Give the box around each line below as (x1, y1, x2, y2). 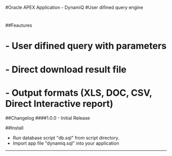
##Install (5, 125, 24, 131)
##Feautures (5, 23, 32, 29)
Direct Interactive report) (5, 98, 114, 109)
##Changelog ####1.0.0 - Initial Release (5, 115, 91, 121)
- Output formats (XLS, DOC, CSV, (5, 87, 153, 99)
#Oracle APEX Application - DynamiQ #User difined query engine (5, 5, 143, 10)
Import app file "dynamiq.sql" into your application (12, 140, 119, 146)
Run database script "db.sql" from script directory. (12, 135, 119, 141)
